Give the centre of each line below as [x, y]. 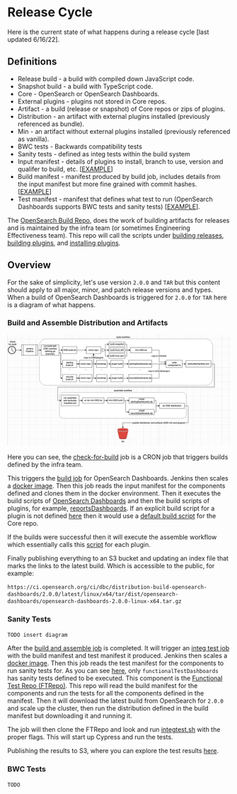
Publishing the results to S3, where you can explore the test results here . [113, 751]
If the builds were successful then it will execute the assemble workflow [112, 537]
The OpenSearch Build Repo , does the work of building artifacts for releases [118, 220]
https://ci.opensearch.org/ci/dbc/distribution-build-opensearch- [107, 587]
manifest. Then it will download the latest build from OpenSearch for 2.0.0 [116, 701]
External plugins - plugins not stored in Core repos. [92, 101]
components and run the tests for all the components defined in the [106, 694]
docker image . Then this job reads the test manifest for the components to [116, 663]
